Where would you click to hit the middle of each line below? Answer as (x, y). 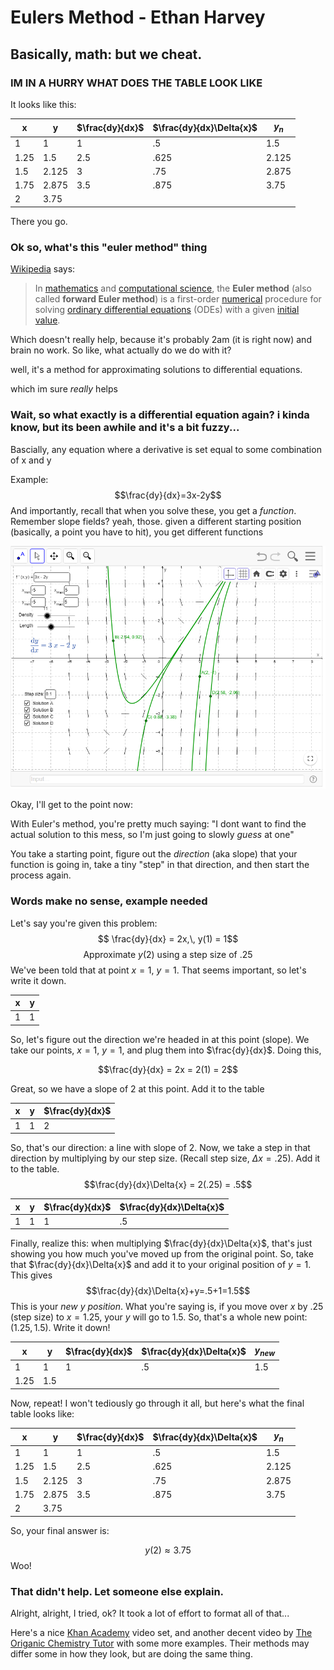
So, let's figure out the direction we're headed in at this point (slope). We (160, 1039)
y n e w (265, 1351)
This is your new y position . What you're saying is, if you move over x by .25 (167, 1307)
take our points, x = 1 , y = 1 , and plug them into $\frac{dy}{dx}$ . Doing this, (166, 1050)
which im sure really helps (64, 389)
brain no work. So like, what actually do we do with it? (121, 350)
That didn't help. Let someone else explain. (117, 1591)
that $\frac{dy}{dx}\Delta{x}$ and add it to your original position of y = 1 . (161, 1265)
